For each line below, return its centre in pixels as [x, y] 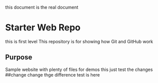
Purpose [19, 57]
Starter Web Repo [43, 28]
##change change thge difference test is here [53, 74]
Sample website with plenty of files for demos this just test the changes [79, 69]
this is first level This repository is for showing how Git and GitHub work [79, 41]
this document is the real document [42, 7]
